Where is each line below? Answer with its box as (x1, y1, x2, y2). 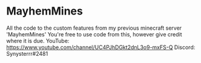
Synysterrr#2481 (6, 50, 48, 57)
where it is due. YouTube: (6, 37, 70, 44)
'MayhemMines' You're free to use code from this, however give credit (6, 30, 182, 38)
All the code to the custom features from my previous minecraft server (6, 24, 182, 31)
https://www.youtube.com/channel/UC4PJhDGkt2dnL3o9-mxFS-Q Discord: (6, 44, 196, 51)
